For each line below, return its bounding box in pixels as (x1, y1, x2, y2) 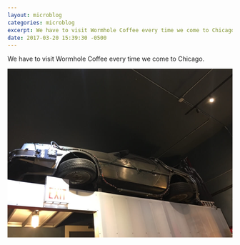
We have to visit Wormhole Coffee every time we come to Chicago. (7, 54, 205, 64)
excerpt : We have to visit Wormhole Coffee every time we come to (7, 26, 209, 34)
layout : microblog (7, 11, 62, 19)
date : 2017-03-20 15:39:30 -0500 (7, 34, 107, 41)
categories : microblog (7, 19, 75, 26)
